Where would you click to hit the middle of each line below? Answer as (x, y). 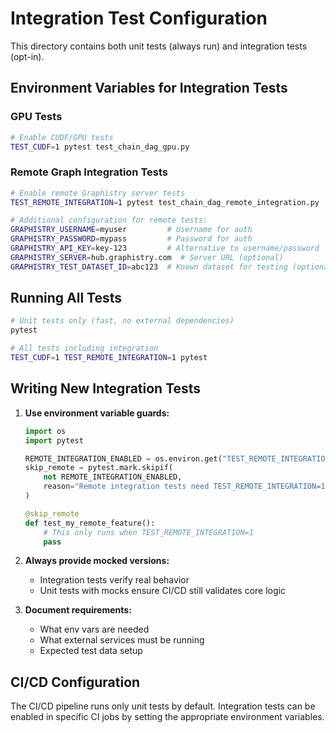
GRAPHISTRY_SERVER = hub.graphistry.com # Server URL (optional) (147, 257)
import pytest (54, 440)
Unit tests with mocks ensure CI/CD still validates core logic (162, 591)
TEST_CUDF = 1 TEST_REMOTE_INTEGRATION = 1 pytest (109, 358)
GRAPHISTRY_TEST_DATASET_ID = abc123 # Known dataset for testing (149, 267)
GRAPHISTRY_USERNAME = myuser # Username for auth (131, 230)
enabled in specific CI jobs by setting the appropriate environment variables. (167, 717)
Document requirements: (78, 610)
